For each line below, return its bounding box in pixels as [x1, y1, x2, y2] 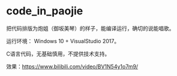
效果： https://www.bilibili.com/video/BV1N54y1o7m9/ [6, 63, 139, 70]
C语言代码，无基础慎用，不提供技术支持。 [6, 50, 110, 57]
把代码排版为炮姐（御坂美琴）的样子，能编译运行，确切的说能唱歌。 [6, 25, 175, 32]
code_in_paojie [6, 4, 83, 18]
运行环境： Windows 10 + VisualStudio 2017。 [6, 37, 120, 44]
